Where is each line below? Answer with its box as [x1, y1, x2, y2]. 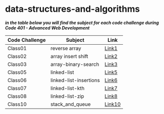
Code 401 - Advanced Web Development [5, 25, 90, 30]
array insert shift [50, 53, 89, 59]
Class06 [7, 77, 27, 84]
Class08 [7, 92, 27, 99]
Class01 [7, 45, 27, 52]
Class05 [7, 69, 27, 76]
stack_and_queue [50, 101, 91, 108]
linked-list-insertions [50, 77, 100, 84]
